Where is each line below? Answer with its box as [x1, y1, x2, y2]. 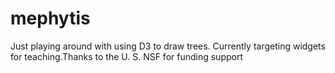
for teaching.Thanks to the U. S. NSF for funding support [10, 50, 243, 62]
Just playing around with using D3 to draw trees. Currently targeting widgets [10, 40, 326, 52]
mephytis [10, 7, 91, 30]
